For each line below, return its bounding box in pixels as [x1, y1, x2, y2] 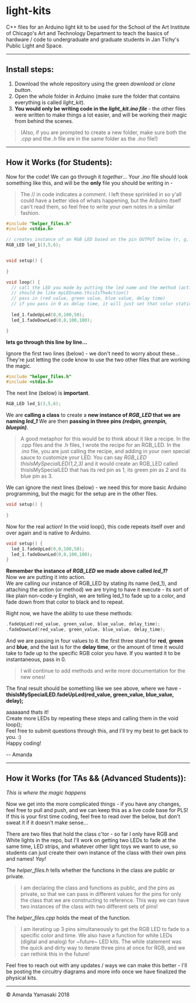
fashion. [20, 209, 40, 216]
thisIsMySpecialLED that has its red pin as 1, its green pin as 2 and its [20, 467, 187, 474]
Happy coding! [6, 740, 42, 747]
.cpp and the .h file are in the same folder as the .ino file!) [20, 135, 158, 142]
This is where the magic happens [6, 789, 86, 796]
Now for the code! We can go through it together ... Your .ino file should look [6, 173, 188, 180]
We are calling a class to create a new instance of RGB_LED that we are [6, 412, 181, 419]
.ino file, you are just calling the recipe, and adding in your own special [20, 448, 190, 455]
